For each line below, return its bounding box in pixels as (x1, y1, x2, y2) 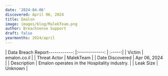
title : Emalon (5, 17, 35, 22)
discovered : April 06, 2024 (5, 12, 64, 17)
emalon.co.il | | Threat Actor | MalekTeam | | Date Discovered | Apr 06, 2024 (5, 54, 163, 60)
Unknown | (5, 65, 28, 71)
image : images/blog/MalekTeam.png (5, 21, 78, 27)
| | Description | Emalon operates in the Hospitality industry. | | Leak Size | (5, 60, 158, 66)
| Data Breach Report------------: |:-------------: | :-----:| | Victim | (5, 49, 143, 55)
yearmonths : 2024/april (5, 36, 55, 41)
